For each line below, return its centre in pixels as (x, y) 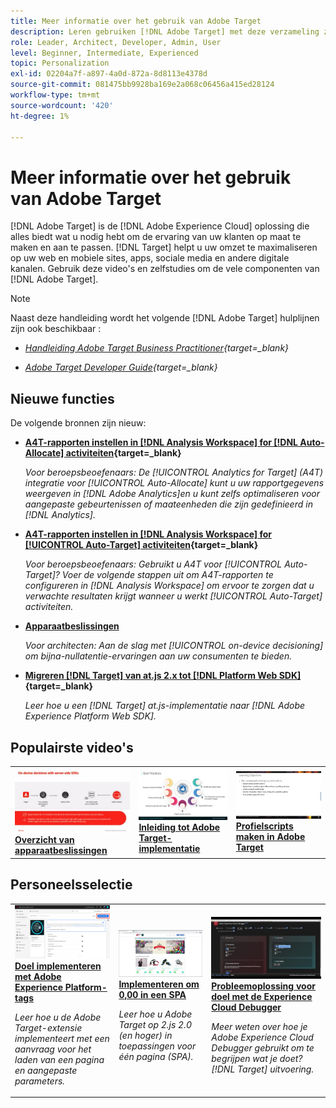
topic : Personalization (60, 63)
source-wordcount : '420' (62, 105)
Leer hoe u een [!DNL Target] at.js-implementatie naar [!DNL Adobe (165, 706)
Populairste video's (72, 747)
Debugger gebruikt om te (263, 1048)
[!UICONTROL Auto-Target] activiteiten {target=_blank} (141, 545)
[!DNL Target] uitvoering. (263, 1069)
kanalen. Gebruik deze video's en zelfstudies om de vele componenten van (165, 269)
